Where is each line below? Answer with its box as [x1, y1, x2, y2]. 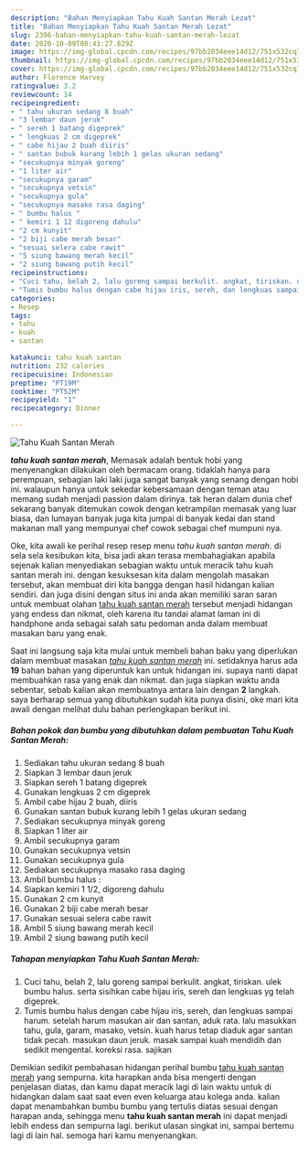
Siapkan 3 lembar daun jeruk [23, 767, 133, 778]
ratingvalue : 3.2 [10, 81, 77, 91]
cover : [10, 65, 36, 74]
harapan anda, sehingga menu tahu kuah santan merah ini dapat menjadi [10, 1110, 288, 1121]
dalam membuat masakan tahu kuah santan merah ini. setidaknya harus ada [10, 655, 298, 666]
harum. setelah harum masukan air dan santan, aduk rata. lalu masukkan [23, 1015, 297, 1026]
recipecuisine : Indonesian [10, 369, 113, 379]
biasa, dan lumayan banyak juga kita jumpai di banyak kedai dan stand [10, 513, 275, 524]
